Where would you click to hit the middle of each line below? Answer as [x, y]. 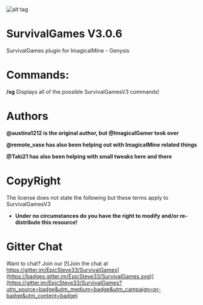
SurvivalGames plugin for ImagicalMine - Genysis [68, 50]
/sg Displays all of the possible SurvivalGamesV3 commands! [83, 91]
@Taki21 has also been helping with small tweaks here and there [89, 156]
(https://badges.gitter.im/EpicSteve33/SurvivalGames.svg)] [80, 276]
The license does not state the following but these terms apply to [87, 197]
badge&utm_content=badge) [42, 295]
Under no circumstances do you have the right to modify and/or [97, 215]
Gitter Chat [34, 247]
